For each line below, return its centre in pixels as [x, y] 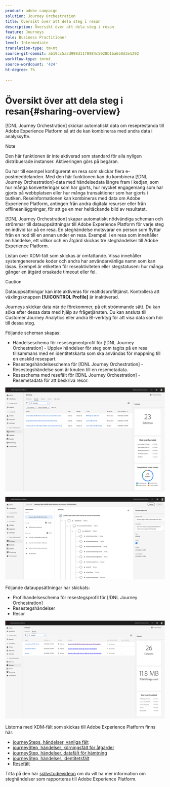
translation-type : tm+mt [31, 48]
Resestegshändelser [34, 608]
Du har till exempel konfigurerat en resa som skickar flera [65, 171]
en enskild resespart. [34, 359]
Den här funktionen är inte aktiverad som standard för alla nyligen [74, 156]
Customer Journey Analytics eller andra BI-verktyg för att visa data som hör [84, 318]
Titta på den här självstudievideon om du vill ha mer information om [75, 773]
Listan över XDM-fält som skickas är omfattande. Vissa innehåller [73, 256]
